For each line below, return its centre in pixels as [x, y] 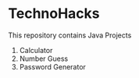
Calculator [36, 50]
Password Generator [52, 66]
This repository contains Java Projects [70, 35]
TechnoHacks [54, 14]
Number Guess [44, 58]
